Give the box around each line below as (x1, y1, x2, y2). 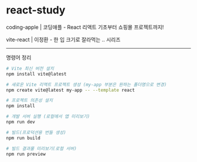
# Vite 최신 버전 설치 (6, 66, 55, 71)
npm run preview (6, 151, 46, 157)
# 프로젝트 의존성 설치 (6, 98, 53, 104)
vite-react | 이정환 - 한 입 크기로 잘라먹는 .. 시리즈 (6, 36, 121, 43)
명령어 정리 (6, 54, 32, 61)
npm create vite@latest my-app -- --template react (6, 87, 135, 93)
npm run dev (6, 119, 35, 125)
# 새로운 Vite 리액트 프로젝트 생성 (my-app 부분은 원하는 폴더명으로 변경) (6, 81, 167, 88)
